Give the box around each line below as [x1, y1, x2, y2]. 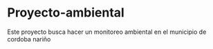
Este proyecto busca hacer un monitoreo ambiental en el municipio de [7, 28, 207, 36]
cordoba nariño [7, 35, 51, 43]
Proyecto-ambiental [7, 5, 124, 21]
